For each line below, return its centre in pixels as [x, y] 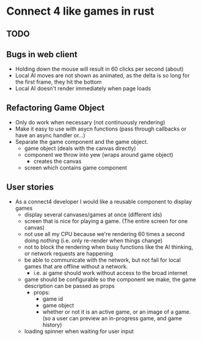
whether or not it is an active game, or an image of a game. [117, 312]
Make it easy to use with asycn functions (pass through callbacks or [101, 129]
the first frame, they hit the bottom [58, 82]
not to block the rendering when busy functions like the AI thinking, [109, 247]
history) [52, 325]
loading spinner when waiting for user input [79, 331]
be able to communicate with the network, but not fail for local [103, 260]
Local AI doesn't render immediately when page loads [83, 88]
